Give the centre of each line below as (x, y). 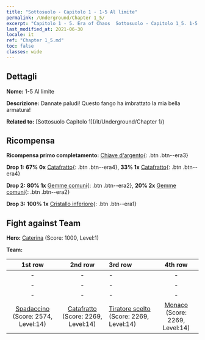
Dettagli (22, 77)
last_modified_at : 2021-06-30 (45, 29)
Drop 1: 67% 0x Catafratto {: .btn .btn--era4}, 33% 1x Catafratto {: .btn (94, 167)
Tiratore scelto (130, 309)
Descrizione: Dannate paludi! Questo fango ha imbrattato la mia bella (93, 103)
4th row (176, 265)
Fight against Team (44, 223)
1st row (32, 265)
